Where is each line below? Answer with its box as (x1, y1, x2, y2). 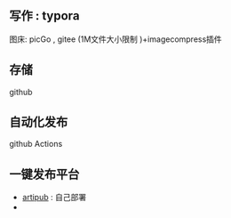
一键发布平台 (9, 166, 80, 182)
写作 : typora (9, 8, 80, 24)
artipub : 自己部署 (21, 192, 87, 203)
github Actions (9, 139, 63, 149)
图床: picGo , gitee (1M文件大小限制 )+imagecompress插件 (9, 34, 222, 44)
